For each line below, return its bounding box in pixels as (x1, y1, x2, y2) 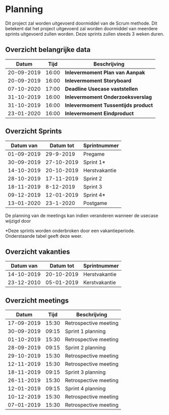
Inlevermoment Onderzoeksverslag (65, 93, 152, 100)
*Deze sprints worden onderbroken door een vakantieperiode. (5, 228, 135, 234)
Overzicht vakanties (5, 247, 70, 256)
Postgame (83, 199, 107, 206)
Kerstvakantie (83, 279, 116, 286)
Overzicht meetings (5, 296, 69, 305)
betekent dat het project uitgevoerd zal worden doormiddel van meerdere (5, 25, 158, 31)
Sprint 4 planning (65, 385, 106, 392)
